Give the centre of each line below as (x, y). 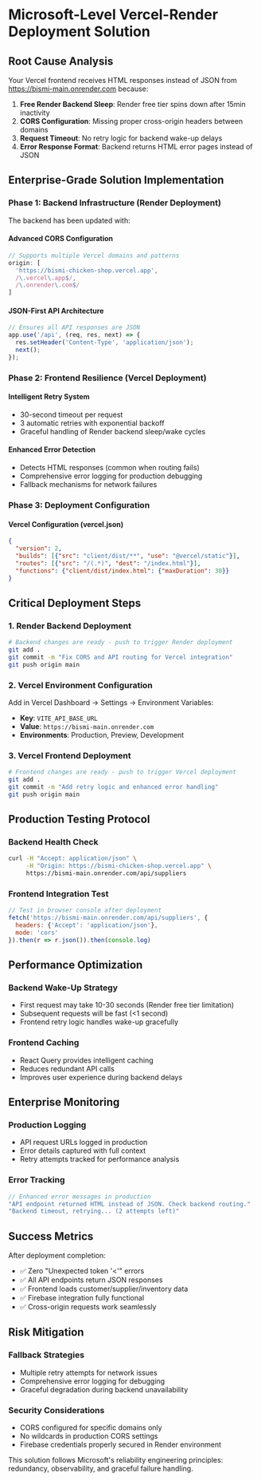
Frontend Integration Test (58, 893)
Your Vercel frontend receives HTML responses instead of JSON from (123, 80)
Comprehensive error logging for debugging (92, 1381)
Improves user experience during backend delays (101, 1077)
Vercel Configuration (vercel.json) (66, 524)
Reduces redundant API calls (67, 1068)
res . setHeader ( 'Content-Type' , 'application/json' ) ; (105, 343)
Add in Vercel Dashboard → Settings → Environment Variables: (111, 702)
